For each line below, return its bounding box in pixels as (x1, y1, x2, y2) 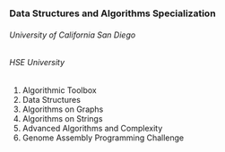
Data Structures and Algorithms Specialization (9, 7, 217, 20)
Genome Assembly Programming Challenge (22, 132, 185, 143)
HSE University (9, 57, 65, 68)
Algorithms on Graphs (22, 104, 104, 114)
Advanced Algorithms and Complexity (22, 122, 163, 133)
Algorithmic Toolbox (22, 84, 97, 96)
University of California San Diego (9, 30, 136, 40)
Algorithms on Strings (22, 113, 103, 123)
